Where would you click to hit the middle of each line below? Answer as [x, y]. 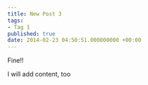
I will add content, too [39, 74]
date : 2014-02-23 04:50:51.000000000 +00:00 [74, 40]
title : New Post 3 [35, 14]
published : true [31, 34]
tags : [15, 21]
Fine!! [16, 60]
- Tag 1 [19, 27]
